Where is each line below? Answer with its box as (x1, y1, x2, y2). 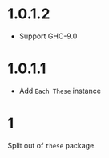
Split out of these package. (7, 140, 97, 150)
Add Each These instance (18, 86, 102, 95)
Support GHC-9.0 (18, 31, 78, 41)
